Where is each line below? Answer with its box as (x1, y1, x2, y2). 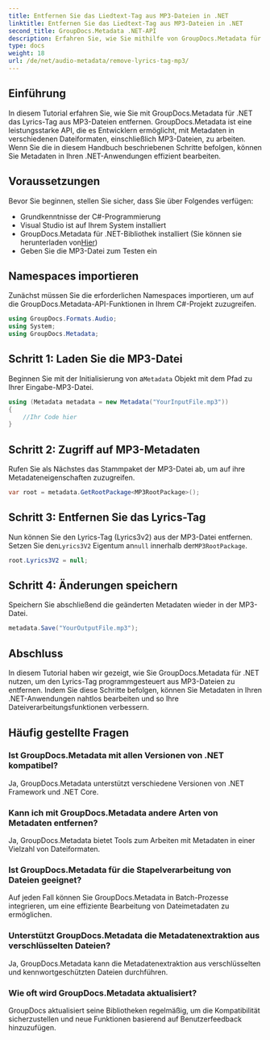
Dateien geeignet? (8, 874, 82, 886)
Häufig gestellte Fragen (8, 726, 129, 740)
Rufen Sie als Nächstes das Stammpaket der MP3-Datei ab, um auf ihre (8, 464, 246, 474)
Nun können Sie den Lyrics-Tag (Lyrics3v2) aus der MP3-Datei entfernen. (8, 532, 252, 542)
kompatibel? (8, 760, 59, 771)
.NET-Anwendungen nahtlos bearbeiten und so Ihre (8, 694, 179, 703)
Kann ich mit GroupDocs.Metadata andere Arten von (8, 807, 219, 818)
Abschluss (8, 647, 64, 660)
